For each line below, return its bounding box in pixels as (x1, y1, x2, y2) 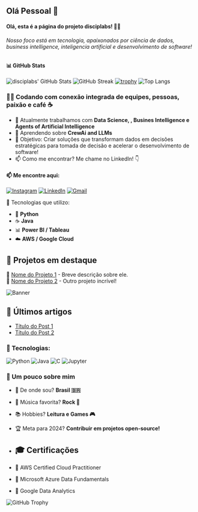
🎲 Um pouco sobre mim (6, 372, 76, 381)
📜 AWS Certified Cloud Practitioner (14, 464, 101, 471)
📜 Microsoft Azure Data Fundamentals (14, 476, 109, 483)
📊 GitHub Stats (6, 62, 46, 69)
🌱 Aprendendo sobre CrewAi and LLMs (14, 129, 113, 137)
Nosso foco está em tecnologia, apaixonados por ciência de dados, (6, 37, 175, 44)
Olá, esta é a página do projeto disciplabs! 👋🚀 (6, 22, 121, 30)
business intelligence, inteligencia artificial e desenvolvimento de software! (6, 43, 192, 50)
